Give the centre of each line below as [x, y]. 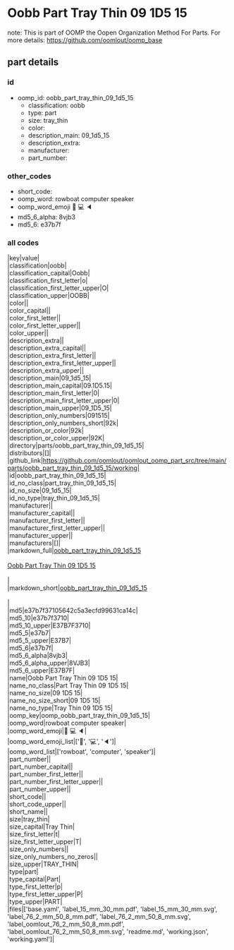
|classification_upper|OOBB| [48, 296]
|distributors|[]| [29, 453]
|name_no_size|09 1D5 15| [45, 693]
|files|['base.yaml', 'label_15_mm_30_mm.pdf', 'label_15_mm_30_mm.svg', [112, 909]
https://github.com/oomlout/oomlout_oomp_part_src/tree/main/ [135, 461]
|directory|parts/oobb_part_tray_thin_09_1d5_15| [76, 445]
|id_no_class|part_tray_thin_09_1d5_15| [62, 483]
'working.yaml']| [31, 939]
